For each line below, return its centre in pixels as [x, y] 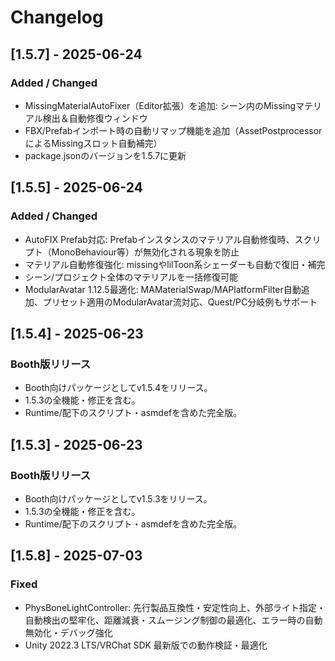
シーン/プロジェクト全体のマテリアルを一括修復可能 [131, 277]
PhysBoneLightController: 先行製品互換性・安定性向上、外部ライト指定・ [175, 607]
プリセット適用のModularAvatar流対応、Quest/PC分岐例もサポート [180, 302]
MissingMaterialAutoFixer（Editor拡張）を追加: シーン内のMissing [160, 105]
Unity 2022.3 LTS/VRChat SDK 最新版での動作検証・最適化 [146, 645]
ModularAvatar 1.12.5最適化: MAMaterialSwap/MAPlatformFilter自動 [163, 289]
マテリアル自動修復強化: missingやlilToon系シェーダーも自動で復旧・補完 [175, 264]
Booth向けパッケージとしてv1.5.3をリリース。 [118, 498]
